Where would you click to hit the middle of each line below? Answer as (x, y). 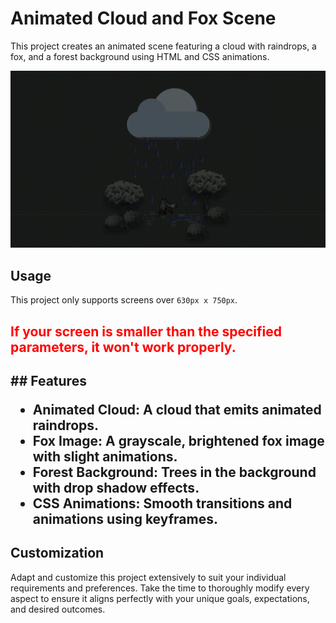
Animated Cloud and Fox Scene (143, 18)
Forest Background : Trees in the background (174, 472)
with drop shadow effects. (116, 488)
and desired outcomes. (58, 609)
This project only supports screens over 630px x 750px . (124, 300)
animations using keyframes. (125, 519)
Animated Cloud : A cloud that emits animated (177, 410)
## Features (48, 381)
